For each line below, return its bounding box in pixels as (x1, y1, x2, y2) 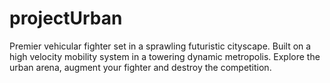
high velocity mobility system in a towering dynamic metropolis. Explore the (9, 50, 321, 62)
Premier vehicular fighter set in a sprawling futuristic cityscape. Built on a (9, 40, 312, 52)
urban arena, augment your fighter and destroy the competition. (9, 61, 272, 73)
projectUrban (9, 7, 123, 30)
